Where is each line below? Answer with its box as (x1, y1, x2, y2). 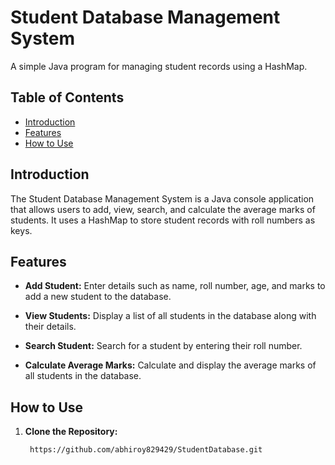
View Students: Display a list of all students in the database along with (24, 310, 317, 322)
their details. (24, 321, 77, 333)
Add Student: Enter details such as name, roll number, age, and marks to (24, 280, 326, 292)
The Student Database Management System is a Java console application (10, 192, 315, 205)
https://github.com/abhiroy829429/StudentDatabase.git (29, 445, 263, 455)
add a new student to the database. (24, 291, 172, 303)
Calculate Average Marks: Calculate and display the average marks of (24, 359, 317, 371)
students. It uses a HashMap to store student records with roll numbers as (10, 214, 316, 226)
